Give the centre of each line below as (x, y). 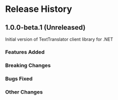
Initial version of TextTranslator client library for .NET (59, 39)
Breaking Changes (28, 65)
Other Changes (24, 92)
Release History (39, 9)
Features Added (25, 52)
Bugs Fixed (19, 79)
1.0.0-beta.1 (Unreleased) (45, 27)
